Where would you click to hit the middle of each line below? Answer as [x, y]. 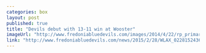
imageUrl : [19, 35]
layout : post [23, 18]
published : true [27, 23]
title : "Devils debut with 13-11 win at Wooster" [71, 29]
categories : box [27, 12]
